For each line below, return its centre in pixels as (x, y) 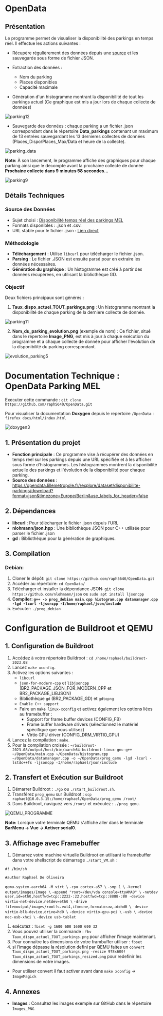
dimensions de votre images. (41, 962)
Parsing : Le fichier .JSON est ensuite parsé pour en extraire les (76, 259)
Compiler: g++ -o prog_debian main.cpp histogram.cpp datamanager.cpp (85, 599)
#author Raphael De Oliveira (35, 878)
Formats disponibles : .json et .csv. (47, 225)
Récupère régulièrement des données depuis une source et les (75, 53)
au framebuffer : (36, 714)
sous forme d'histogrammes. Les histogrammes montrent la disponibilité (84, 465)
